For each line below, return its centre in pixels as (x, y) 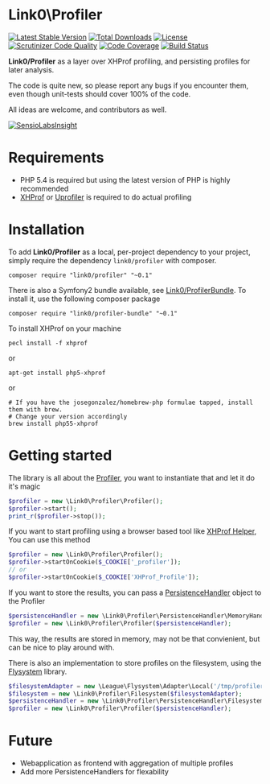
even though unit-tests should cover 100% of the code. (100, 93)
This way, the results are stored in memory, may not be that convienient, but (134, 638)
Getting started (60, 456)
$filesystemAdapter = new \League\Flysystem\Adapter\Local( (111, 686)
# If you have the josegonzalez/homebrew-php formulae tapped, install (131, 402)
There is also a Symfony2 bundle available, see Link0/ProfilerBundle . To (127, 290)
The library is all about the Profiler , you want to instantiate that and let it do (132, 477)
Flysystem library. (38, 671)
